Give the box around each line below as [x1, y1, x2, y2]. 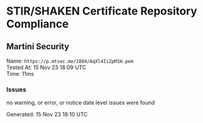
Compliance [6, 17, 69, 31]
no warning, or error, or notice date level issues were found [6, 99, 155, 107]
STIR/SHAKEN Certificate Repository [6, 4, 198, 18]
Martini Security [6, 41, 69, 52]
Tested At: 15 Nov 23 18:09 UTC [6, 64, 87, 71]
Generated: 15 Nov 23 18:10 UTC [6, 111, 88, 118]
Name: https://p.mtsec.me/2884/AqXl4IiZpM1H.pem [6, 58, 134, 64]
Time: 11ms [6, 70, 34, 77]
